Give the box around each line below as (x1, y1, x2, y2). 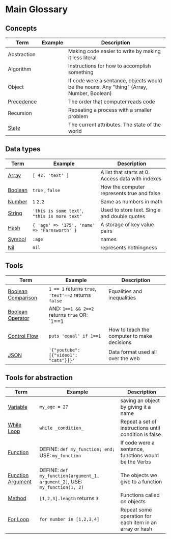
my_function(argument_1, (39, 473, 100, 479)
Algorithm (8, 65, 32, 73)
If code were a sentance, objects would (68, 77, 162, 84)
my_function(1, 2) (39, 484, 84, 490)
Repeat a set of (120, 418, 157, 425)
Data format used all (108, 348, 157, 356)
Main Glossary (5, 4, 68, 15)
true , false (32, 186, 61, 194)
